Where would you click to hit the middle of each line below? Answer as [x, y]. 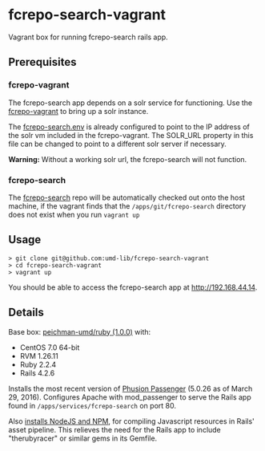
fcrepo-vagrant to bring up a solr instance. [78, 111]
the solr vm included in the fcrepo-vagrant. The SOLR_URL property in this [131, 135]
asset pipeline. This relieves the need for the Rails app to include [115, 429]
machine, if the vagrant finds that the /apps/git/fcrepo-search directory [127, 205]
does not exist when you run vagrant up [74, 214]
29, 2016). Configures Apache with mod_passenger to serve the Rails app [130, 397]
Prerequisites [42, 62]
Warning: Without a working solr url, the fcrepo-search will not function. [128, 159]
